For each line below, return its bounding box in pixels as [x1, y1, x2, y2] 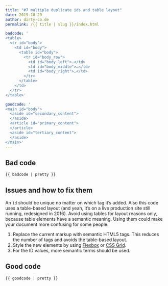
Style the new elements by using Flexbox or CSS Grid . [12, 242, 127, 248]
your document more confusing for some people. [5, 221, 109, 227]
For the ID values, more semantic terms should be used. [12, 247, 131, 253]
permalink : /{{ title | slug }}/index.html [5, 21, 100, 27]
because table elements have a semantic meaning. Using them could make [5, 216, 163, 222]
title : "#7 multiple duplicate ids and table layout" [5, 7, 123, 13]
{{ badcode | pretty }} [5, 172, 56, 177]
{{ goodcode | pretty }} [5, 276, 58, 281]
